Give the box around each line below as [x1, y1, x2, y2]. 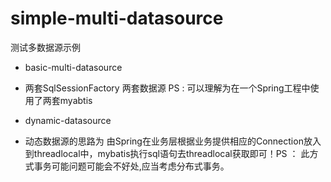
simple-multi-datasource [10, 7, 224, 30]
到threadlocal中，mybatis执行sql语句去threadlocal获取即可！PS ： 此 [24, 147, 310, 159]
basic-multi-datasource [24, 61, 123, 73]
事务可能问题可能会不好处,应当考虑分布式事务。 [33, 160, 230, 172]
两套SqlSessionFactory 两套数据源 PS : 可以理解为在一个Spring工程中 [24, 82, 311, 94]
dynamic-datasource [24, 114, 112, 126]
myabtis [59, 94, 93, 106]
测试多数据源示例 [10, 41, 81, 53]
